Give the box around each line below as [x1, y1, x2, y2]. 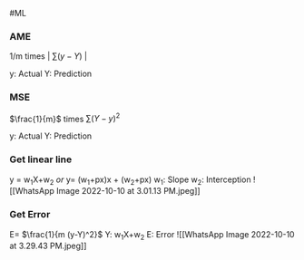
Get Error [9, 208, 51, 221]
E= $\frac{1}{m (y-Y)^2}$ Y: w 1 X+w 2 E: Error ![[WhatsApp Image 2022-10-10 [9, 228, 295, 242]
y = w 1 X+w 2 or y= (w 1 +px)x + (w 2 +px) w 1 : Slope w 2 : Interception [9, 174, 251, 187]
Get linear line [9, 153, 73, 166]
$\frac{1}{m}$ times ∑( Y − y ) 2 [9, 111, 121, 124]
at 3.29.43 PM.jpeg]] [9, 240, 87, 252]
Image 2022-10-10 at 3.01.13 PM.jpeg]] [55, 186, 201, 197]
